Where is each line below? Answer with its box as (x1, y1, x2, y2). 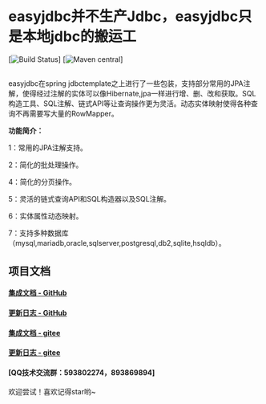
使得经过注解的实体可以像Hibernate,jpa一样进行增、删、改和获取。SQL (22, 89, 256, 99)
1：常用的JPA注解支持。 (8, 143, 88, 153)
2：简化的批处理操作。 (8, 160, 83, 169)
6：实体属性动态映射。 (8, 211, 83, 221)
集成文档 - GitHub (8, 288, 67, 298)
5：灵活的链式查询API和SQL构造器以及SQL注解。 (8, 194, 171, 204)
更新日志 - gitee (8, 348, 61, 357)
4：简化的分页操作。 (8, 178, 77, 187)
